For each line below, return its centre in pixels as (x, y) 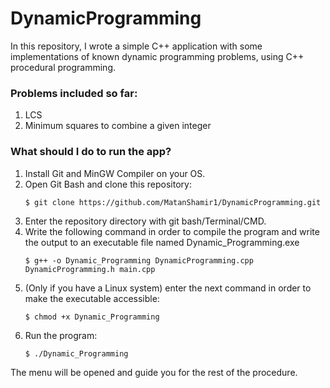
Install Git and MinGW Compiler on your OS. (115, 173)
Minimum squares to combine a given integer (118, 126)
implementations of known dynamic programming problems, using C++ (157, 56)
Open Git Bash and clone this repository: (108, 184)
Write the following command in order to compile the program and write (172, 231)
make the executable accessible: (92, 298)
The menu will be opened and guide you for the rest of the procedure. (154, 372)
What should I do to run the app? (91, 152)
